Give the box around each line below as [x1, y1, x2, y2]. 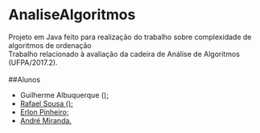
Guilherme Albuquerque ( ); [19, 90, 109, 99]
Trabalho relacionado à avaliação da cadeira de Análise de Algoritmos [8, 49, 240, 58]
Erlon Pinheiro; [19, 107, 69, 117]
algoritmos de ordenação [8, 40, 92, 50]
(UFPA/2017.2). [8, 58, 58, 67]
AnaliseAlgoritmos [8, 6, 136, 24]
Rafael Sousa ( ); [19, 99, 74, 108]
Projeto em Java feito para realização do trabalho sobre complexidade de [8, 32, 252, 42]
